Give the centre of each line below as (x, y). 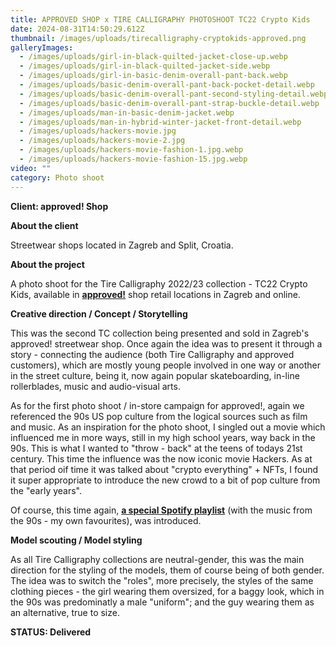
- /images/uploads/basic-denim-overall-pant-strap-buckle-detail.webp (169, 103)
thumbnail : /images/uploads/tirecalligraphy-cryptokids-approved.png (158, 38)
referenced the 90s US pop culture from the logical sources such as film (159, 416)
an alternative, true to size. (65, 612)
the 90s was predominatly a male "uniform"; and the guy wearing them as (162, 602)
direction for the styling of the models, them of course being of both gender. (167, 570)
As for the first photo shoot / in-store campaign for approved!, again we (157, 405)
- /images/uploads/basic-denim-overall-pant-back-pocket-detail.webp (167, 85)
